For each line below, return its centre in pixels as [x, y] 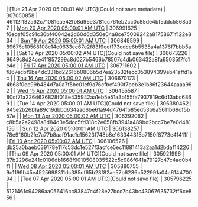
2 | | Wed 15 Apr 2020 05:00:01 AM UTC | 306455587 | [73, 91]
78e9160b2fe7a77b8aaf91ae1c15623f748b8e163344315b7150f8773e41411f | [99, 135]
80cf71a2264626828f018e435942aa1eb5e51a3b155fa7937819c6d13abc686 [99, 97]
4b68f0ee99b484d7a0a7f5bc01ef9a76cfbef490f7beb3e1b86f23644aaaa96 [99, 85]
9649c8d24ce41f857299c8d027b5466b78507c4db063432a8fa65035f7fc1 [98, 59]
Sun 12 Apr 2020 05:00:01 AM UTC [65, 128]
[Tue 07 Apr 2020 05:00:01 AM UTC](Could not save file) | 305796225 [106, 179]
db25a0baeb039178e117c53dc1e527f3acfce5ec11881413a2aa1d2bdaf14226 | [99, 147]
